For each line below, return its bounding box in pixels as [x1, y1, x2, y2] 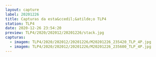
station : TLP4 [5, 21, 35, 26]
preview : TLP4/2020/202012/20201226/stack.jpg [5, 30, 104, 35]
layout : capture [5, 7, 39, 12]
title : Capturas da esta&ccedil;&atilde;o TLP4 [5, 16, 107, 21]
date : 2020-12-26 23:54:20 [5, 26, 62, 31]
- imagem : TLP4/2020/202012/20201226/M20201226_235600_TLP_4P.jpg [10, 44, 151, 49]
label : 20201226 [5, 12, 39, 17]
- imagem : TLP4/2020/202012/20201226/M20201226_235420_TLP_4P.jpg [10, 40, 151, 45]
